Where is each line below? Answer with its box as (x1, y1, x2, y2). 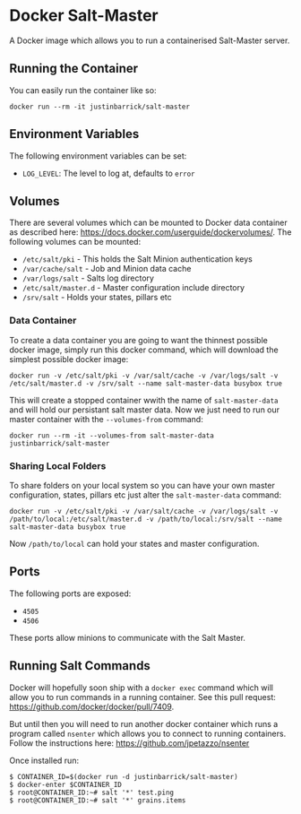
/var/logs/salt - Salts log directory (21, 273, 155, 283)
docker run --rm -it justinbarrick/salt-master (9, 102, 191, 111)
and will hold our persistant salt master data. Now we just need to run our (9, 404, 280, 415)
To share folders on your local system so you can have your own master (9, 480, 275, 490)
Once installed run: (9, 755, 79, 766)
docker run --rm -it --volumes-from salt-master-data (9, 431, 215, 440)
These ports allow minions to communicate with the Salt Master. (9, 632, 246, 643)
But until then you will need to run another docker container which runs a (9, 718, 279, 729)
